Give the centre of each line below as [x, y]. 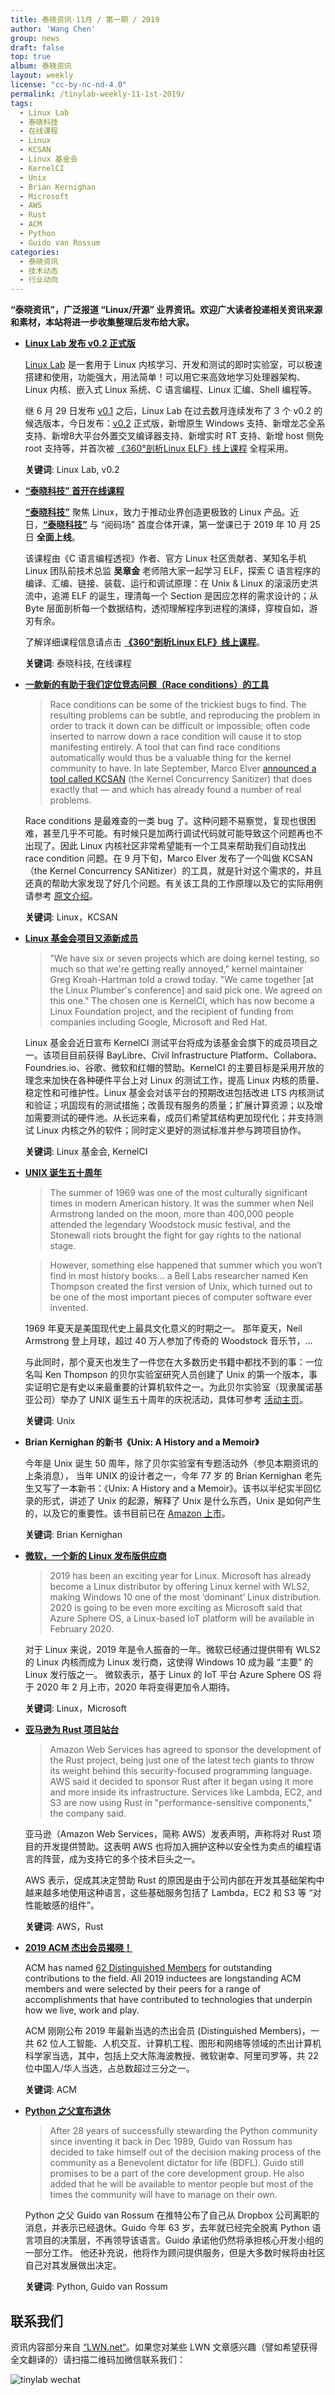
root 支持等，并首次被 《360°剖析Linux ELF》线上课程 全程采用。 [159, 448]
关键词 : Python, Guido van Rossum [96, 2287]
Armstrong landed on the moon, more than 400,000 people [172, 1214]
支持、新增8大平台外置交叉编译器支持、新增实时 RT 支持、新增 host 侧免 [174, 436]
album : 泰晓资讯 [41, 66]
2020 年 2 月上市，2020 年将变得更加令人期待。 [136, 1687]
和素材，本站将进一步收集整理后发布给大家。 [102, 322]
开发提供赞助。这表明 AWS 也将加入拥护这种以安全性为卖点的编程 [177, 1847]
